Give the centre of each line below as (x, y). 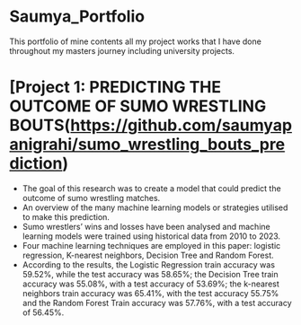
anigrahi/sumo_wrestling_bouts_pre (147, 145)
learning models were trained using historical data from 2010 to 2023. (151, 236)
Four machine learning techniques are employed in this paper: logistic (151, 245)
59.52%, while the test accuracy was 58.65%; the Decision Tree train (150, 274)
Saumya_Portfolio (77, 17)
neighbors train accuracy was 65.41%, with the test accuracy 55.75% (150, 293)
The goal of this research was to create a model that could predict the (151, 188)
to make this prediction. (66, 216)
